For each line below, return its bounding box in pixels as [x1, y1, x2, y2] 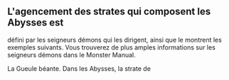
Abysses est [7, 17, 64, 29]
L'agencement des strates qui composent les [7, 6, 211, 18]
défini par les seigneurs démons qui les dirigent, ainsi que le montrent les [7, 35, 222, 44]
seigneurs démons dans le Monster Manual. [7, 50, 137, 59]
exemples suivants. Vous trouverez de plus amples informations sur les [7, 42, 215, 52]
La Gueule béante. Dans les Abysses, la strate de [7, 64, 151, 73]
